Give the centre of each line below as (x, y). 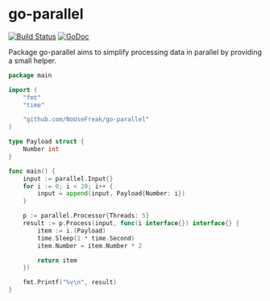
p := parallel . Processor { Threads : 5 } (86, 216)
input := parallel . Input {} (68, 178)
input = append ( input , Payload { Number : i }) (111, 194)
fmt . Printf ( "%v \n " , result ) (70, 282)
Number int (41, 149)
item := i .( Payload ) (72, 231)
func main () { (32, 171)
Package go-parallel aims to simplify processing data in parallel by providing (135, 52)
